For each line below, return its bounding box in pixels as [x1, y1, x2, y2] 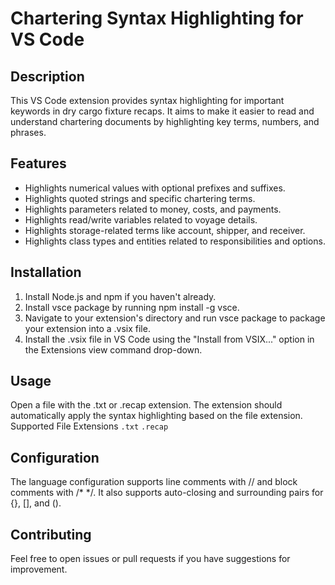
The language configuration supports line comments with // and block [10, 476, 298, 488]
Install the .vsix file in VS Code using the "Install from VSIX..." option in [24, 333, 315, 345]
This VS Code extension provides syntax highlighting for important [10, 95, 285, 106]
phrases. [10, 127, 47, 138]
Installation [10, 264, 82, 281]
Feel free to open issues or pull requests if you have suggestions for [10, 553, 291, 565]
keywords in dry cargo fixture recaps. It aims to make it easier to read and [10, 105, 315, 117]
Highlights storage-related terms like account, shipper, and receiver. [24, 224, 306, 236]
